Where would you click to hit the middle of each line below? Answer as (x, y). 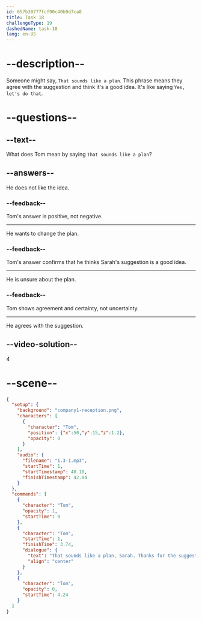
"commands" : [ (29, 494)
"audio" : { (31, 455)
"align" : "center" (51, 561)
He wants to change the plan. (43, 234)
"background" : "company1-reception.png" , (69, 410)
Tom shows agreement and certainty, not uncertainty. (73, 308)
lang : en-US (21, 34)
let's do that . (25, 93)
